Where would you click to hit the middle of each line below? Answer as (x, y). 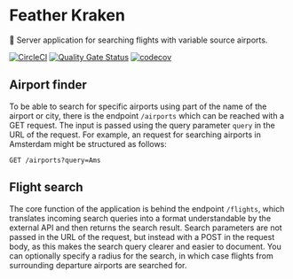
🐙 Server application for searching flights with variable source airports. (139, 40)
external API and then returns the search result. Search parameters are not (146, 228)
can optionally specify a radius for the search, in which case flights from (141, 256)
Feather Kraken (67, 15)
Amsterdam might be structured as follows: (88, 143)
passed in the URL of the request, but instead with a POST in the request (142, 236)
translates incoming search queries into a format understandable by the (140, 218)
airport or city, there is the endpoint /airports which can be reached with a (147, 115)
